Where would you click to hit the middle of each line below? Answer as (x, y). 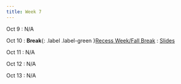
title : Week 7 (24, 12)
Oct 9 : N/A (20, 29)
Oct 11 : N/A (21, 52)
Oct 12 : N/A (21, 64)
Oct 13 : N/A (21, 75)
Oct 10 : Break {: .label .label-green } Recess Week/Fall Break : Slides (91, 40)
